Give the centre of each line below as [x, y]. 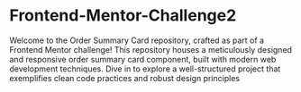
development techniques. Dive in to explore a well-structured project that [145, 69]
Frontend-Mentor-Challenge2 [123, 16]
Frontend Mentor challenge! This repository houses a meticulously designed [151, 49]
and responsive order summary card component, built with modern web [143, 59]
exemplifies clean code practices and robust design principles [125, 78]
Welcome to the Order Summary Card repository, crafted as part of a [137, 40]
